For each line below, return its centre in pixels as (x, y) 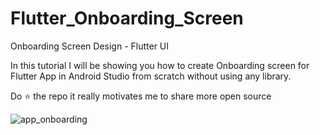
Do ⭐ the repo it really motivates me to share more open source (141, 96)
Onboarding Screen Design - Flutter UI (90, 46)
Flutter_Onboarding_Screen (127, 18)
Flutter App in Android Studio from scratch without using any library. (151, 76)
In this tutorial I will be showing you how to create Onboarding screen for (160, 65)
